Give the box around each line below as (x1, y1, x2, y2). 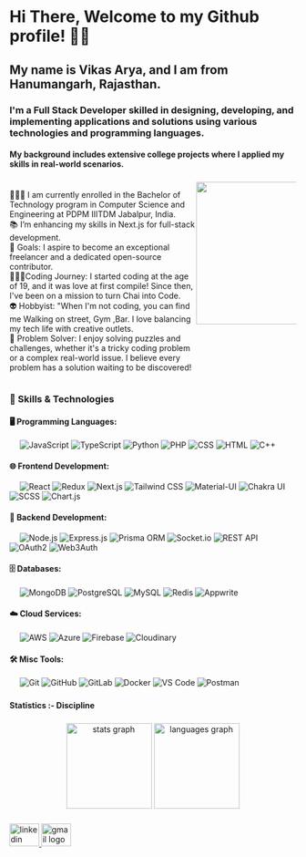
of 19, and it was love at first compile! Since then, (9, 281, 194, 292)
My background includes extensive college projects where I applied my (9, 149, 285, 160)
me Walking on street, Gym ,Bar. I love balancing (9, 314, 191, 325)
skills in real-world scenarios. (9, 159, 125, 170)
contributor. (9, 262, 54, 273)
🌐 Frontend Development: (9, 460, 109, 471)
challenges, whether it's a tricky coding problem (9, 343, 191, 354)
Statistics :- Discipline (9, 700, 96, 711)
